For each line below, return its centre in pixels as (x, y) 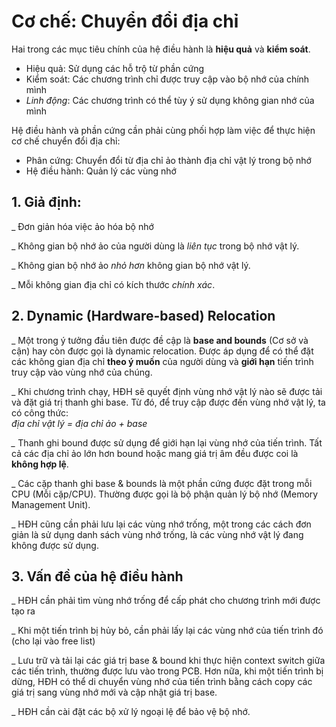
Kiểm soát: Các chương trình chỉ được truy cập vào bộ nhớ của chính (167, 79)
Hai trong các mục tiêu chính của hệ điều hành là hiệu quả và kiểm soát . (161, 49)
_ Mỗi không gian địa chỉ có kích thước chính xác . (113, 284)
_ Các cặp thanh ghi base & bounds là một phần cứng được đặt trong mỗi (162, 483)
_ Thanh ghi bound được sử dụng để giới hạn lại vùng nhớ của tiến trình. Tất (167, 442)
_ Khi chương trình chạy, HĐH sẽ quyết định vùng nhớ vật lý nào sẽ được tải (167, 391)
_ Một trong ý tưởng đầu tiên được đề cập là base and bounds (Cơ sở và (160, 340)
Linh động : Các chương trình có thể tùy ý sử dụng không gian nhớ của (170, 100)
